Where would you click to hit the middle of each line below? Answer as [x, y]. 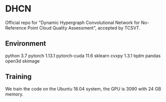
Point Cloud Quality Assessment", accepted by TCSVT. [84, 27]
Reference [16, 27]
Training [18, 77]
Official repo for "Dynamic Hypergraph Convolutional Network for [72, 22]
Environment [26, 44]
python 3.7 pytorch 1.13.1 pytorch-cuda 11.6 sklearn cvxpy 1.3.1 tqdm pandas [83, 55]
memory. [14, 94]
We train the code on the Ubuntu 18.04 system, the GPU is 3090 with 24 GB [83, 88]
